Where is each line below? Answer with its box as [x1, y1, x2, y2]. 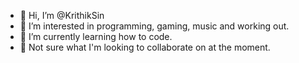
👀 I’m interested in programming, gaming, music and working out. [19, 20, 290, 32]
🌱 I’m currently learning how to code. [19, 31, 173, 42]
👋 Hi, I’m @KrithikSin [19, 10, 105, 21]
